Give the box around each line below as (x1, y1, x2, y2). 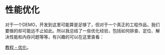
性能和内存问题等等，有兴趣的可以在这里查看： (9, 34, 104, 40)
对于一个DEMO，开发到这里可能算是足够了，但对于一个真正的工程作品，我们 (5, 22, 160, 27)
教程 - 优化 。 (5, 44, 31, 50)
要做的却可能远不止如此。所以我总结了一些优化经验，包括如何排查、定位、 (5, 27, 156, 33)
